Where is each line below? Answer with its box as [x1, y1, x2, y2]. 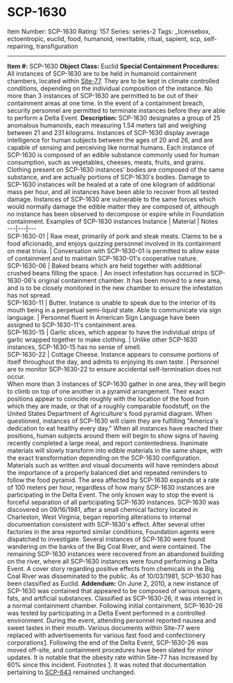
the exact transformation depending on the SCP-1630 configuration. [7, 453, 202, 462]
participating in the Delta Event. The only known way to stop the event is [7, 490, 214, 499]
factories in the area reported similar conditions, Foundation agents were [7, 527, 215, 536]
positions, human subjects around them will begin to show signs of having [7, 431, 218, 440]
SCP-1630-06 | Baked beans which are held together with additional [7, 262, 202, 270]
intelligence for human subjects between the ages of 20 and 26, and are [7, 136, 214, 144]
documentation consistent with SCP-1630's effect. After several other [7, 520, 206, 529]
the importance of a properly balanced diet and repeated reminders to [7, 468, 208, 476]
